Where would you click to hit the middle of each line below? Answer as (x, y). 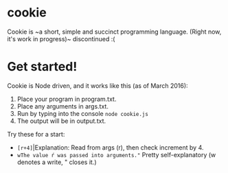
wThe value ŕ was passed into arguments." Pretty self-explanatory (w (116, 154)
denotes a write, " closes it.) (57, 162)
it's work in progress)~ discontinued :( (61, 38)
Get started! (42, 67)
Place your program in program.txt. (67, 99)
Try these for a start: (36, 134)
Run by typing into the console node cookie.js (83, 113)
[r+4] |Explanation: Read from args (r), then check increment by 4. (110, 147)
